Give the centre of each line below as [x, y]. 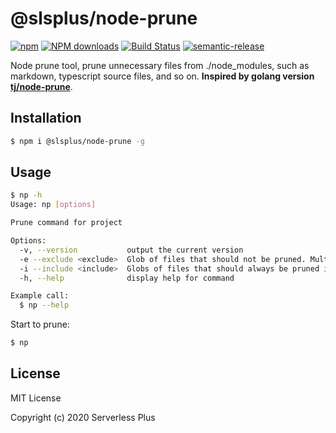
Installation [46, 118]
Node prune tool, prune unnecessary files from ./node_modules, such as [160, 65]
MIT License [36, 398]
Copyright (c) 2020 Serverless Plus [83, 417]
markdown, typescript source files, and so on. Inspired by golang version [162, 76]
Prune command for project [66, 223]
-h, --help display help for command [127, 278]
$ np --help [44, 305]
